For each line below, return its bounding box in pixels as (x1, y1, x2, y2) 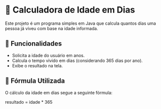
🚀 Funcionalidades (5, 40, 62, 48)
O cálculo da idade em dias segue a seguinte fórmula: (5, 90, 113, 95)
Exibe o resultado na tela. (12, 62, 63, 68)
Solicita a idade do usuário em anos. (12, 52, 85, 58)
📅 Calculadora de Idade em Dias (5, 4, 135, 16)
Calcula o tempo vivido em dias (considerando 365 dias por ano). (12, 58, 143, 63)
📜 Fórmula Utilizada (5, 77, 65, 85)
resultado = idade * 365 (5, 99, 53, 105)
